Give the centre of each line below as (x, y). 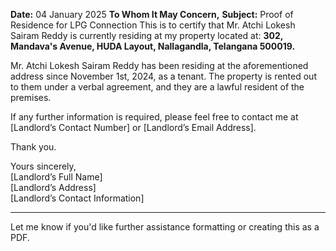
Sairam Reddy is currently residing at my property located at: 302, (147, 35)
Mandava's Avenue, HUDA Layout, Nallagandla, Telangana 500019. (153, 46)
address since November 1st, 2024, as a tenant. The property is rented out (163, 76)
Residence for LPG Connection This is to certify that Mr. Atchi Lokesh (153, 25)
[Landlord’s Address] (53, 187)
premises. (31, 97)
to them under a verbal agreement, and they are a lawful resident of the (157, 87)
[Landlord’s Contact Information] (77, 198)
